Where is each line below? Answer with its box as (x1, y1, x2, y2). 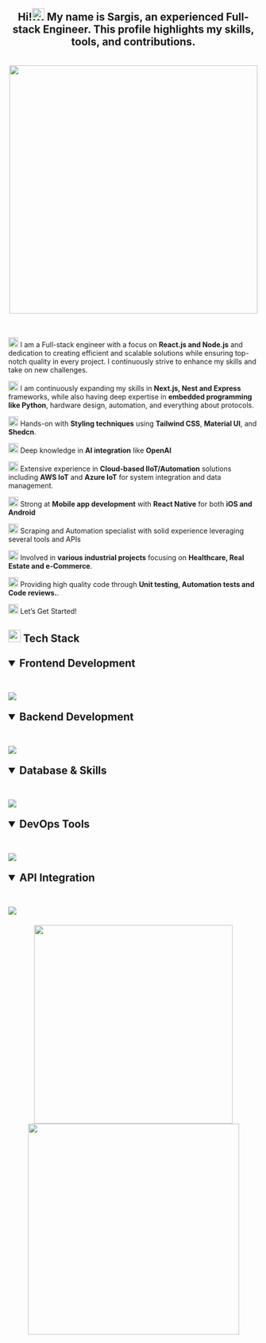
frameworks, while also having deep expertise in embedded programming (8, 392, 253, 401)
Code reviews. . (8, 588, 60, 597)
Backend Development (19, 710, 134, 724)
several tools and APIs (8, 534, 81, 544)
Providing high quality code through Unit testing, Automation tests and (19, 579, 255, 589)
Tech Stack (22, 632, 80, 646)
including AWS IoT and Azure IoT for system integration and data (8, 472, 222, 481)
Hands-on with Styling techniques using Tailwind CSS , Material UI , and (19, 419, 257, 428)
